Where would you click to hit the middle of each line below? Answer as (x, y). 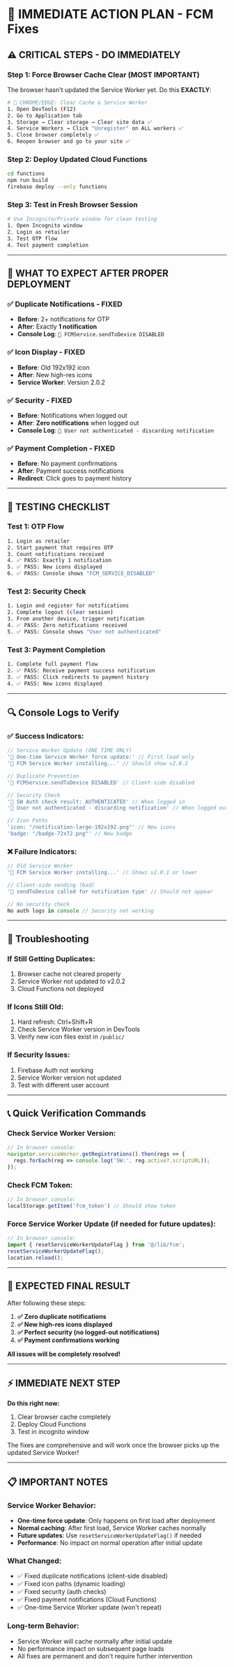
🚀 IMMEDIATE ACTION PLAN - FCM (110, 14)
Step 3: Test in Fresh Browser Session (72, 204)
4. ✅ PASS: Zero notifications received (67, 626)
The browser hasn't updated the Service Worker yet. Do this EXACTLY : (109, 89)
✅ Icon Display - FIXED (46, 352)
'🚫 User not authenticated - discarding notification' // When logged (112, 808)
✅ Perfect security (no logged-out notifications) (88, 1332)
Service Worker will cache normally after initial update (95, 1641)
